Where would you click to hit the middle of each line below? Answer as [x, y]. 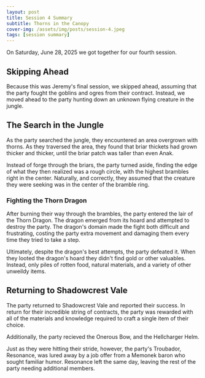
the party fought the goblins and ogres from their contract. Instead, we [96, 93]
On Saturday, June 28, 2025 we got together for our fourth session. [91, 52]
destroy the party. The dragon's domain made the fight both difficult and [98, 227]
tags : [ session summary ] [38, 35]
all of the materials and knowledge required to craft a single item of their [98, 318]
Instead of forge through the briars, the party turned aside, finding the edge [102, 165]
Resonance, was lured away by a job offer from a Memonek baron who [96, 355]
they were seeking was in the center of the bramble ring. [78, 184]
